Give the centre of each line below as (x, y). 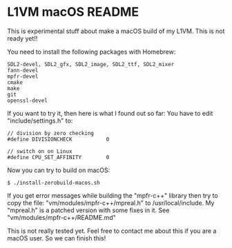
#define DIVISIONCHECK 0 (58, 139)
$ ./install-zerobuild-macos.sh (54, 183)
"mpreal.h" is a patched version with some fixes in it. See (88, 210)
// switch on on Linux (40, 151)
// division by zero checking (51, 133)
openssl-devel (28, 101)
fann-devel (23, 70)
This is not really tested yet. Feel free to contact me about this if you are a (112, 231)
